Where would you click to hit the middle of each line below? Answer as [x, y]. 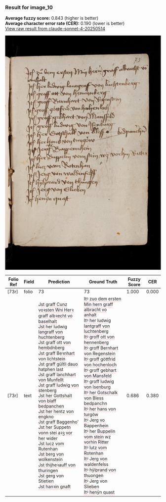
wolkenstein [50, 459]
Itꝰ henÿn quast [99, 492]
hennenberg [96, 343]
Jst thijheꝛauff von [57, 465]
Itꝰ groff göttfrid [100, 359]
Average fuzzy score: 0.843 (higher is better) [52, 18]
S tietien [46, 481]
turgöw [91, 414]
